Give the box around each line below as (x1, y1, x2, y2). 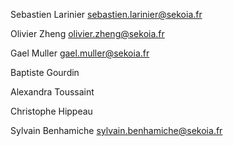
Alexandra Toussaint (10, 86, 95, 98)
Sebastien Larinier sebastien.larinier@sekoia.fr (10, 9, 203, 20)
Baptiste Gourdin (10, 67, 80, 78)
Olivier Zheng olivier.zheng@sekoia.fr (10, 28, 165, 39)
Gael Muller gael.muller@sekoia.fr (10, 47, 150, 59)
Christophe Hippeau (10, 105, 93, 117)
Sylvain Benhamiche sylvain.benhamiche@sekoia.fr (10, 125, 223, 136)
